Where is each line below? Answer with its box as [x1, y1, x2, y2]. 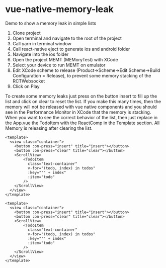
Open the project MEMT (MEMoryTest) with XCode [12, 56, 118, 62]
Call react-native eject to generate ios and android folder [12, 46, 130, 52]
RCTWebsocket [12, 78, 45, 84]
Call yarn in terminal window [12, 40, 72, 46]
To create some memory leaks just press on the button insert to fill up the [5, 93, 157, 99]
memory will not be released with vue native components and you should [5, 104, 157, 110]
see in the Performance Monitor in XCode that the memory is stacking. [5, 109, 151, 115]
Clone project [12, 30, 41, 36]
